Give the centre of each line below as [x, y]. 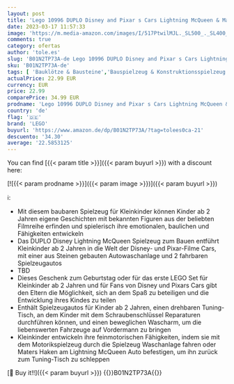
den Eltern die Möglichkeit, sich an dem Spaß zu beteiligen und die [113, 293]
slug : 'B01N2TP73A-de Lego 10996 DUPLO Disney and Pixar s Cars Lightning [118, 59]
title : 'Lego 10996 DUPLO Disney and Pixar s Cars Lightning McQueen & [113, 20]
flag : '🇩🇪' [24, 117]
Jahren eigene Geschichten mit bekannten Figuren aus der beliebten [116, 219]
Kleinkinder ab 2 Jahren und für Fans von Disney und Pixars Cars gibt [117, 285]
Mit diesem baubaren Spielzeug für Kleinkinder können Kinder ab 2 [114, 211]
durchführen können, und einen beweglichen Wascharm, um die [109, 322]
